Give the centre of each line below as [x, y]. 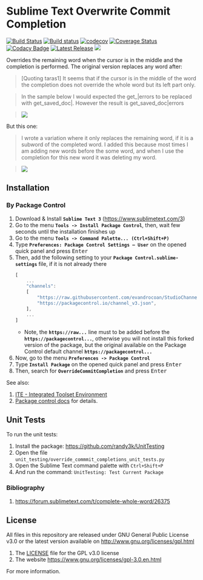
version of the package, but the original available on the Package [105, 344]
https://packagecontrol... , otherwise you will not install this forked [109, 338]
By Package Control [36, 205]
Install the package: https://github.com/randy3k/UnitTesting [90, 446]
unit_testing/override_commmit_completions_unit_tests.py [90, 460]
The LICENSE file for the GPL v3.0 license [67, 553]
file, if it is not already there [73, 264]
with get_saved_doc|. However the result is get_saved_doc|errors [102, 103]
